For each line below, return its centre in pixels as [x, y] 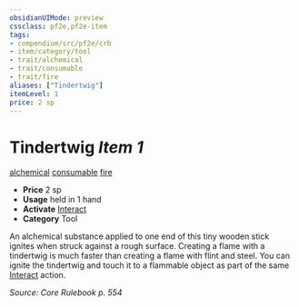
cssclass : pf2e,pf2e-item [58, 26]
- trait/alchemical [46, 60]
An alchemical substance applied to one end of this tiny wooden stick [140, 236]
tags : [20, 35]
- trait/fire [34, 77]
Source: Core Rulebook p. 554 [66, 292]
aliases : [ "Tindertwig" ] [56, 85]
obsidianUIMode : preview [56, 18]
